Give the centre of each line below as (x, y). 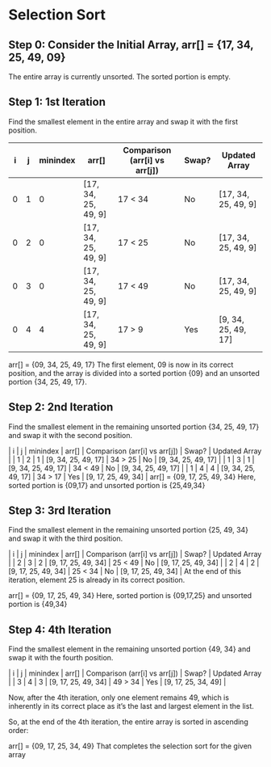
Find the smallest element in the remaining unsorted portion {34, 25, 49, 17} (134, 427)
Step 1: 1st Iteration (57, 102)
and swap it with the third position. (66, 538)
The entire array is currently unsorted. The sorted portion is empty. (120, 77)
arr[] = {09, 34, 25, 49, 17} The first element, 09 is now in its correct (121, 365)
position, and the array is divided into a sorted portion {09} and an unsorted (134, 373)
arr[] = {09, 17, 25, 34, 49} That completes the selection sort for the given (130, 746)
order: (19, 731)
